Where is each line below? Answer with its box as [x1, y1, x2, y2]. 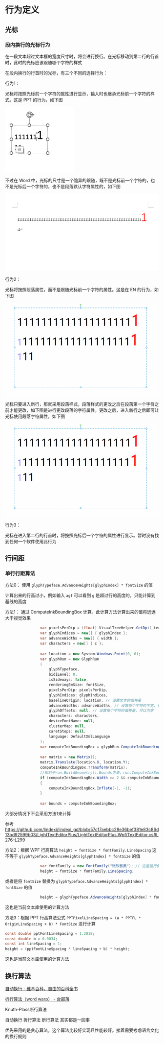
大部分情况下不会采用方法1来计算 [5, 811, 71, 817]
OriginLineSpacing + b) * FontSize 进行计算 [5, 921, 96, 926]
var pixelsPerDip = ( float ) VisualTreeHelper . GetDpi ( [40, 625, 152, 631]
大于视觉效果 [5, 615, 31, 621]
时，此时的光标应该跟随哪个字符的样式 [5, 59, 82, 65]
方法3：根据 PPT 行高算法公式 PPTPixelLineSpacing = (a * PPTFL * [5, 914, 141, 921]
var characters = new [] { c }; [40, 641, 104, 646]
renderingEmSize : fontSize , [48, 683, 106, 688]
